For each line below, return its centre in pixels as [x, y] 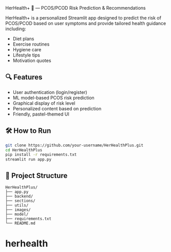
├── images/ [18, 210]
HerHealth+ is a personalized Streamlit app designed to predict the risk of [83, 18]
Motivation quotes [32, 61]
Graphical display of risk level [44, 103]
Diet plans [23, 39]
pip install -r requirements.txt [41, 155]
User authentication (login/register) [50, 92]
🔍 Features [24, 77]
